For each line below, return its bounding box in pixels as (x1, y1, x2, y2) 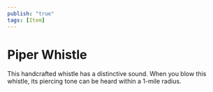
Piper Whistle (7, 47, 87, 63)
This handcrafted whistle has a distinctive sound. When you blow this (7, 70, 207, 78)
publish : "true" (7, 10, 54, 17)
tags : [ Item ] (7, 17, 45, 24)
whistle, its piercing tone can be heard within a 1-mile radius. (7, 77, 182, 86)
